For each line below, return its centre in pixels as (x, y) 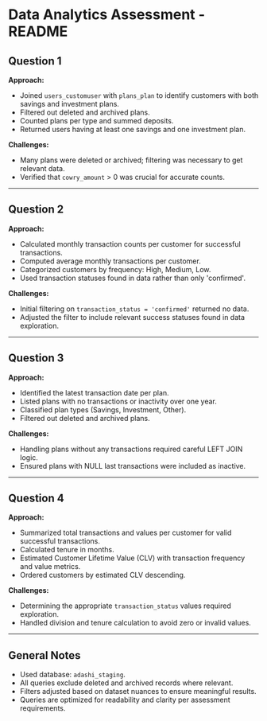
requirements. (43, 708)
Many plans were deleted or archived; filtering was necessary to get (131, 160)
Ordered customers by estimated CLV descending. (103, 575)
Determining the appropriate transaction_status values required (126, 606)
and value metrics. (50, 567)
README (38, 31)
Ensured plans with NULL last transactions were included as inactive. (133, 466)
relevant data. (42, 168)
